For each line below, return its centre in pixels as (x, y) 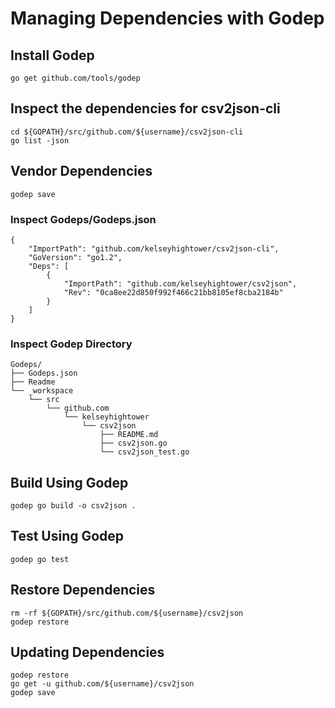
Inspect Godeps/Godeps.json (83, 219)
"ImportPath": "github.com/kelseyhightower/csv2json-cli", (154, 248)
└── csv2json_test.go (144, 452)
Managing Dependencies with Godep (167, 18)
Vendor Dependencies (81, 171)
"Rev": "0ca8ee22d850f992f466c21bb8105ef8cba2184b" (173, 292)
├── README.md (129, 435)
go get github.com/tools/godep (75, 78)
